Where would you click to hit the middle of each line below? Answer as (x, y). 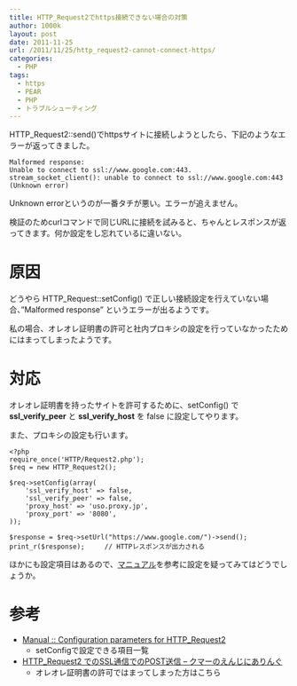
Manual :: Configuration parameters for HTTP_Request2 (124, 640)
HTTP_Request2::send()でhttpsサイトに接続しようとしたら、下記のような (144, 135)
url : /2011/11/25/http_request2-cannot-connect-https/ (113, 51)
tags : (19, 75)
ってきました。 (67, 146)
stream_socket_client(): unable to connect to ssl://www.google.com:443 (146, 178)
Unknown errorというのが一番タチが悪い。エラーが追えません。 (126, 203)
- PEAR (29, 91)
